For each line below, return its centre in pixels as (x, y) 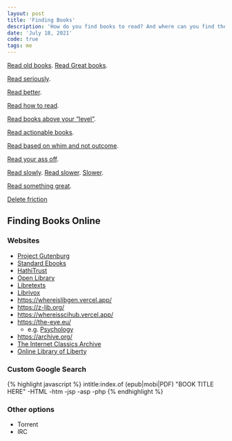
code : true (23, 39)
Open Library (36, 278)
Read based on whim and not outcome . (63, 146)
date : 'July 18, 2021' (40, 33)
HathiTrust (32, 270)
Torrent (28, 424)
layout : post (26, 13)
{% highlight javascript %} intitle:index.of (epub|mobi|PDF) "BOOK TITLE (110, 384)
